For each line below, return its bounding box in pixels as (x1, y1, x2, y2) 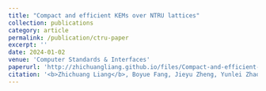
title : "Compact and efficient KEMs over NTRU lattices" (8, 11, 200, 20)
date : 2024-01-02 (8, 48, 66, 56)
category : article (8, 26, 69, 34)
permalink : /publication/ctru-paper (8, 33, 129, 42)
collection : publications (8, 19, 93, 27)
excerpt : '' (8, 41, 47, 49)
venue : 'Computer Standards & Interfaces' (8, 56, 150, 64)
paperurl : (8, 63, 41, 71)
